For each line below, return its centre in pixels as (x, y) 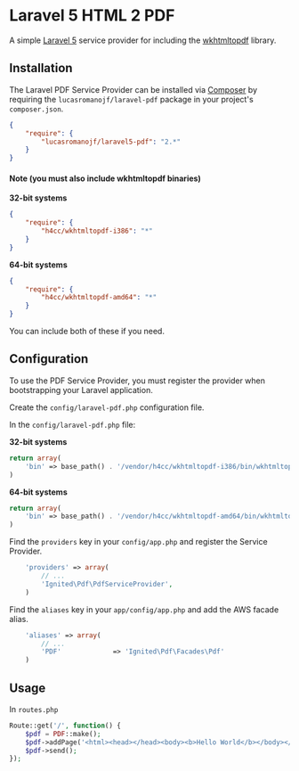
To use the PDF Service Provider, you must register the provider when (137, 381)
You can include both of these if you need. (87, 332)
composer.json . (36, 109)
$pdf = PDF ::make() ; (63, 734)
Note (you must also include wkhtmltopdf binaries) (105, 178)
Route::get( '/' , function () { (65, 726)
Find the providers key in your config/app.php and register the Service (139, 542)
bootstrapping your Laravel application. (81, 390)
